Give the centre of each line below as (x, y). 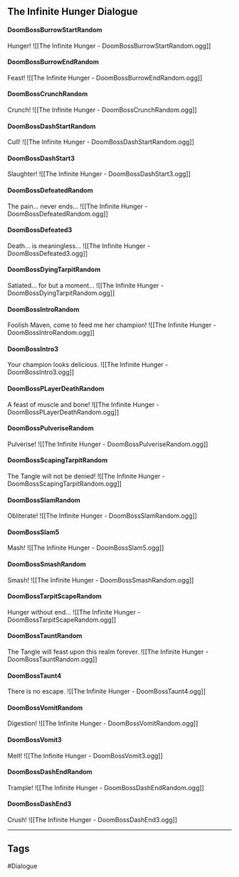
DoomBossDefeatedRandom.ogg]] (58, 213)
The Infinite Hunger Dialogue (73, 12)
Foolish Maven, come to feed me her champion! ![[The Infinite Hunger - (112, 325)
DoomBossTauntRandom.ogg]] (52, 659)
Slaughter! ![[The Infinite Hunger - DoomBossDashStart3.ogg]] (99, 174)
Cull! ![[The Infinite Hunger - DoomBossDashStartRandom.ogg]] (101, 142)
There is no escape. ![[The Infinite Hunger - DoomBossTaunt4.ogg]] (107, 691)
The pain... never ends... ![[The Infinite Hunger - (78, 206)
